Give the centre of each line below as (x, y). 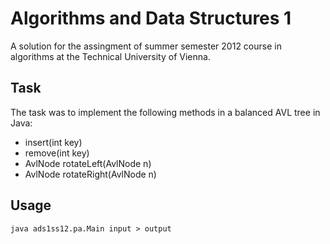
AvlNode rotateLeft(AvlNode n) (88, 163)
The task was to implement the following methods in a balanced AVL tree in (165, 112)
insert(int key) (53, 142)
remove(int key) (57, 153)
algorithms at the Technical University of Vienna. (110, 56)
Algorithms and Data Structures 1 (151, 18)
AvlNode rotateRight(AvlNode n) (90, 174)
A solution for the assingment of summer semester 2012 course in (146, 46)
